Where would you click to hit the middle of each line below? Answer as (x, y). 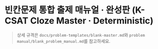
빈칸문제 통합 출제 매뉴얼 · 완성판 (67, 10)
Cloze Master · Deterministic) (92, 21)
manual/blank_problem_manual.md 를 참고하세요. (63, 41)
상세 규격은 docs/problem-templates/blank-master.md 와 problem (81, 35)
